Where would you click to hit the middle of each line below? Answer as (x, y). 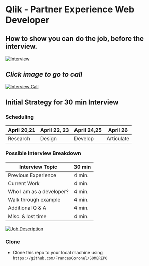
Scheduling (20, 117)
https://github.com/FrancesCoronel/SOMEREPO (60, 258)
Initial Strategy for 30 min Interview (62, 103)
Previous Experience (32, 175)
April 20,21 (22, 130)
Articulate (118, 138)
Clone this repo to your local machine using (58, 253)
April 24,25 (88, 130)
